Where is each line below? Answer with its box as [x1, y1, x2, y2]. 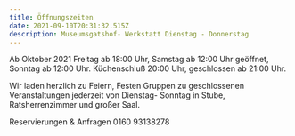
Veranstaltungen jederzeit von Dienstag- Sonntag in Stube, [9, 90, 225, 100]
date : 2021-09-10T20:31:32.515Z [9, 21, 129, 30]
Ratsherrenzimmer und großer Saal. [9, 100, 141, 110]
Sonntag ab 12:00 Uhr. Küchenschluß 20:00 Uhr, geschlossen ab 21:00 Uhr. [9, 63, 287, 74]
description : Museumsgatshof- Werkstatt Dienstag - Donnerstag [9, 29, 250, 38]
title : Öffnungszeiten [9, 12, 94, 22]
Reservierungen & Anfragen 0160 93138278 [9, 116, 170, 127]
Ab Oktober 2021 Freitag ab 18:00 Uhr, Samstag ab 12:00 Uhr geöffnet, [9, 54, 269, 65]
